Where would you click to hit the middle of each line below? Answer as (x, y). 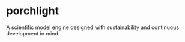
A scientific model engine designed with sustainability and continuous (92, 27)
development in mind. (33, 33)
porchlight (32, 11)
